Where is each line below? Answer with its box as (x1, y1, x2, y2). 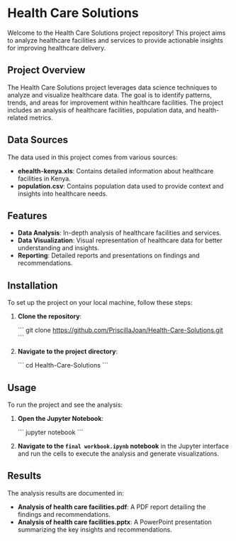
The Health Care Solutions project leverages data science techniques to (7, 83, 218, 92)
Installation (7, 279, 58, 291)
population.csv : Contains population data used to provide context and (17, 181, 224, 190)
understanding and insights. (17, 244, 100, 252)
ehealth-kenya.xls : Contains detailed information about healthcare (17, 166, 214, 175)
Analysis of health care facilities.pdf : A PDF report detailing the (17, 503, 207, 511)
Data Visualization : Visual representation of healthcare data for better (17, 236, 223, 245)
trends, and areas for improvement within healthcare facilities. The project (7, 98, 224, 107)
